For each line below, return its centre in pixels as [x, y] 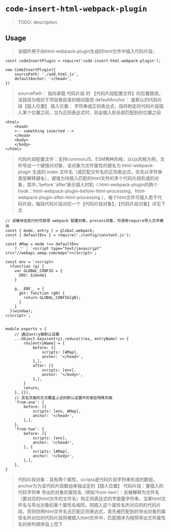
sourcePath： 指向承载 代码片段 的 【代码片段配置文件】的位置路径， [90, 93]
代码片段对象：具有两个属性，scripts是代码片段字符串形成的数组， [88, 479]
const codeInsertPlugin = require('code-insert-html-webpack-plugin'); [83, 61]
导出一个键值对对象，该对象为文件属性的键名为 [71, 165]
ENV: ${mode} [33, 275]
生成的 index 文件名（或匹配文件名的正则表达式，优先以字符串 [97, 172]
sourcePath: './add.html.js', [47, 74]
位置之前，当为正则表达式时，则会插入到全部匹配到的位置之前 [96, 112]
